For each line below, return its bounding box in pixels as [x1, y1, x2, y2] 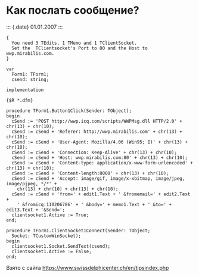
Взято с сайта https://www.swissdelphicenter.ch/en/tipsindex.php [6, 264, 169, 271]
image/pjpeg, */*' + [6, 180, 58, 186]
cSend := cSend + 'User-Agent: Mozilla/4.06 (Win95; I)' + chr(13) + [11, 139, 188, 145]
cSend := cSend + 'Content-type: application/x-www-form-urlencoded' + [11, 160, 194, 166]
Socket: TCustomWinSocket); [11, 233, 82, 239]
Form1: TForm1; [11, 71, 49, 77]
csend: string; [11, 76, 49, 82]
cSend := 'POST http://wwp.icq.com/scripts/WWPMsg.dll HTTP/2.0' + [11, 118, 183, 124]
